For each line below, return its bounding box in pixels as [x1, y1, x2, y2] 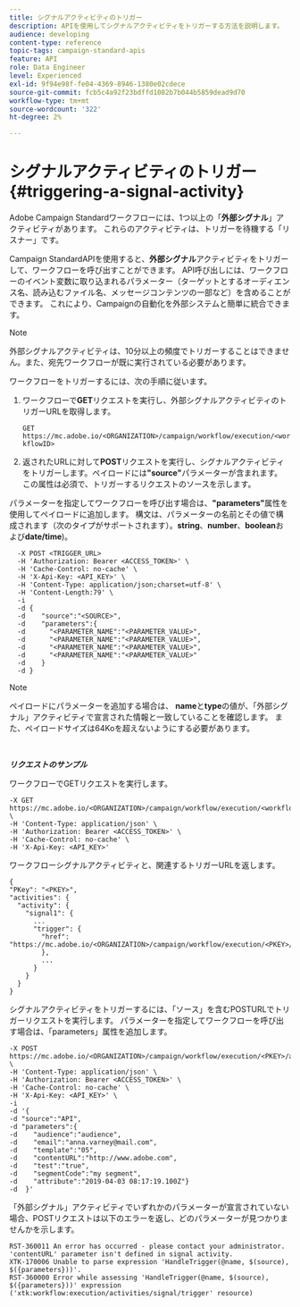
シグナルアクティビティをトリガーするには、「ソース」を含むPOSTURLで [9, 1004, 275, 1015]
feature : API [9, 55, 58, 63]
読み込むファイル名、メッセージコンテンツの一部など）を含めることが [32, 287, 291, 298]
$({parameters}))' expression [9, 1281, 122, 1290]
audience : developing [9, 30, 90, 38]
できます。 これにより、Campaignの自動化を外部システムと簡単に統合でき [9, 299, 283, 309]
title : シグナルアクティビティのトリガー [9, 13, 143, 22]
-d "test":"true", [9, 1161, 90, 1171]
